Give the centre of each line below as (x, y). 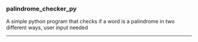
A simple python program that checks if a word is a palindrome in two (90, 22)
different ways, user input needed (47, 27)
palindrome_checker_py (42, 9)
